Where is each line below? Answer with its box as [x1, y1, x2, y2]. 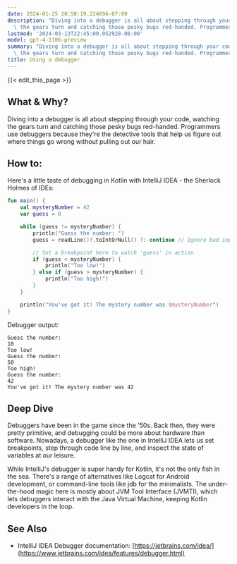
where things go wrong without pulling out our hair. [7, 137, 156, 145]
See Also [7, 522, 47, 534]
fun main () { [7, 197, 46, 204]
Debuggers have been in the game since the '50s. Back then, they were [7, 421, 215, 430]
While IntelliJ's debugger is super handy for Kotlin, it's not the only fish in [7, 465, 220, 473]
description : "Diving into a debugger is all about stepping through [7, 17, 217, 24]
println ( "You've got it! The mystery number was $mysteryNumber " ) [20, 301, 219, 308]
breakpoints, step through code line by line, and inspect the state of [7, 443, 205, 452]
